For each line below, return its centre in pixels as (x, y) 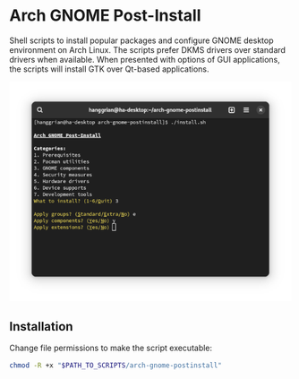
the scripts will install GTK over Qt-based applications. (109, 69)
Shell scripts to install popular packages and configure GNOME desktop (141, 40)
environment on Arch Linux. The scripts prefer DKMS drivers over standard (148, 49)
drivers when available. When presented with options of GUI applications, (145, 59)
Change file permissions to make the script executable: (111, 348)
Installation (41, 327)
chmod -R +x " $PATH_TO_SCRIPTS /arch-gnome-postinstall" (115, 365)
